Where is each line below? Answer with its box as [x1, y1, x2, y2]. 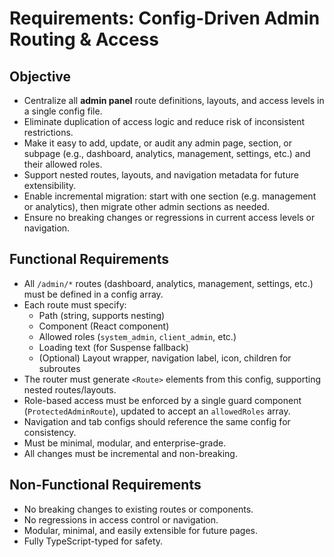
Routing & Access [9, 28, 159, 51]
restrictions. [23, 127, 74, 138]
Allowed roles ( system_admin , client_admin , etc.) [38, 330, 237, 342]
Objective [9, 68, 72, 85]
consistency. [23, 426, 77, 438]
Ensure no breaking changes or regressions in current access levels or [23, 212, 316, 223]
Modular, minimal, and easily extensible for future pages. [23, 524, 259, 536]
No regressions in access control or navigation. [23, 513, 219, 526]
